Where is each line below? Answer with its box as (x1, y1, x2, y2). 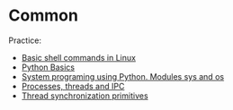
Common (8, 5, 78, 26)
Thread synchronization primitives (21, 90, 149, 101)
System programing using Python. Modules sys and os (21, 71, 225, 81)
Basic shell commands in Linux (21, 52, 137, 63)
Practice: (8, 35, 42, 46)
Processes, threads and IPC (21, 80, 125, 91)
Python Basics (21, 62, 76, 72)
